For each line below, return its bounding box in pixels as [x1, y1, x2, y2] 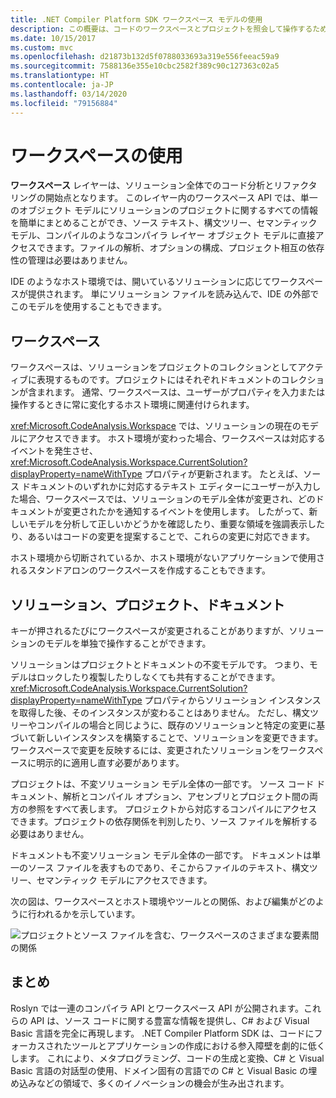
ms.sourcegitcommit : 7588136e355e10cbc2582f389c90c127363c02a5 [10, 61, 280, 71]
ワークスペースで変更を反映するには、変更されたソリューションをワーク [10, 744, 307, 756]
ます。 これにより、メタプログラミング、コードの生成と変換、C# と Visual [18, 1052, 325, 1064]
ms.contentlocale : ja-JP [10, 80, 114, 90]
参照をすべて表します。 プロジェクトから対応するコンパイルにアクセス [27, 803, 318, 815]
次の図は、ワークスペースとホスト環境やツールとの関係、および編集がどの [10, 896, 316, 908]
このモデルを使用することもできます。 [10, 301, 168, 313]
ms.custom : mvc [10, 42, 74, 53]
